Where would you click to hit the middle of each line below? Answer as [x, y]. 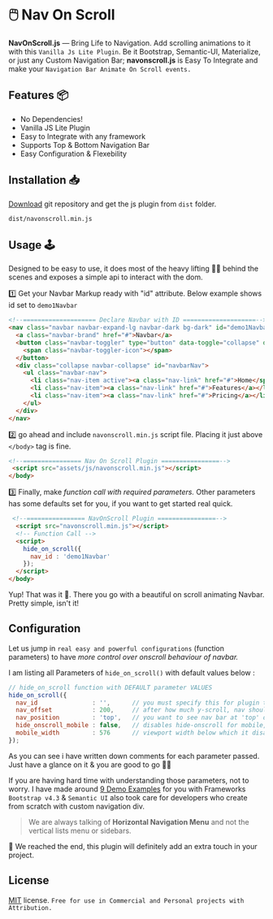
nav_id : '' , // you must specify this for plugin [138, 703]
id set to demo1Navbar [43, 306]
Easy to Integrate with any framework [83, 136]
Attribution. [30, 908]
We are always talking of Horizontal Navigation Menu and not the [139, 821]
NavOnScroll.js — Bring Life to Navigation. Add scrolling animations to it [130, 43]
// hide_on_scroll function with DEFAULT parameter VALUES [110, 687]
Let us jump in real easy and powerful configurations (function [117, 648]
